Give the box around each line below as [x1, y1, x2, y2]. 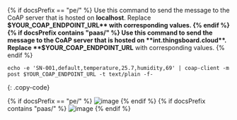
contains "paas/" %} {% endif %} [7, 104, 131, 112]
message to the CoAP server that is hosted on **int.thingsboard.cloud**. [7, 36, 227, 44]
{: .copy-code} [7, 83, 50, 91]
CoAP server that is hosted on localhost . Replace [7, 13, 151, 22]
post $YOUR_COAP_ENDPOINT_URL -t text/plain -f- [7, 71, 154, 78]
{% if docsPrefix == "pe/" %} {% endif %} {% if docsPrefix [7, 97, 206, 105]
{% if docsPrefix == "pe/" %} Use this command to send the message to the [7, 6, 230, 14]
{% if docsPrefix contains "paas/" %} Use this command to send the [7, 28, 213, 37]
